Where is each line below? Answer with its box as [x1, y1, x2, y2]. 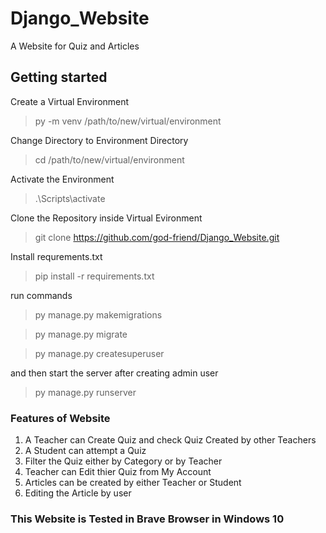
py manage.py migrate [34, 328, 128, 340]
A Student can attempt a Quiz [24, 445, 147, 457]
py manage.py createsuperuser [34, 347, 165, 359]
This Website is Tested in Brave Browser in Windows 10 [10, 512, 285, 526]
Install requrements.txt [10, 250, 103, 262]
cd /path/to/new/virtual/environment [34, 153, 185, 166]
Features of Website [10, 411, 111, 425]
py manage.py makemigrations [34, 308, 163, 321]
